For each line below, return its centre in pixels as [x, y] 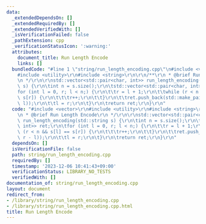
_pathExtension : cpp [38, 41]
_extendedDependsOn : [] [42, 18]
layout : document [29, 189]
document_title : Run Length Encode [63, 58]
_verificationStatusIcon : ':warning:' [62, 47]
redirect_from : [26, 195]
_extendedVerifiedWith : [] [46, 29]
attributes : [27, 52]
